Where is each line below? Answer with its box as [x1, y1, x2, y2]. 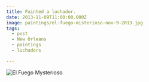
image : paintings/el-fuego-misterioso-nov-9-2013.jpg [6, 20, 144, 26]
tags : [6, 25, 20, 31]
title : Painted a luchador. [6, 8, 77, 15]
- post [11, 31, 28, 37]
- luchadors [11, 48, 42, 53]
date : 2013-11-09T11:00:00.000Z [6, 14, 87, 20]
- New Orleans [11, 36, 47, 42]
